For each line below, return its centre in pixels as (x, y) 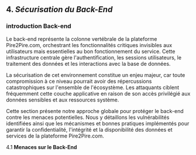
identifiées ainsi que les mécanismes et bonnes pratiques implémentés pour (98, 123)
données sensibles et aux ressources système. (63, 100)
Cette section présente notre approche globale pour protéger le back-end (95, 111)
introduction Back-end (39, 26)
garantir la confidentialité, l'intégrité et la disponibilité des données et (89, 129)
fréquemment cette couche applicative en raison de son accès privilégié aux (98, 93)
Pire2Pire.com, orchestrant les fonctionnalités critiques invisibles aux (89, 45)
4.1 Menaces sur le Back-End (42, 147)
